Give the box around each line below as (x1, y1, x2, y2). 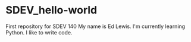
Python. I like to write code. (5, 29, 73, 36)
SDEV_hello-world (5, 3, 98, 17)
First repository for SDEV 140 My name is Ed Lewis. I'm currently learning (5, 23, 186, 30)
